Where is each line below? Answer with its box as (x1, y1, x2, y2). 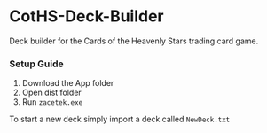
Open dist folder (21, 87, 82, 98)
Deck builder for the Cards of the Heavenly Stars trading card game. (9, 35, 259, 46)
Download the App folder (21, 78, 114, 89)
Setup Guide (9, 58, 64, 70)
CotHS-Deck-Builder (9, 6, 164, 27)
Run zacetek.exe (21, 97, 83, 107)
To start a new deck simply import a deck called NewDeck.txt (9, 113, 231, 125)
